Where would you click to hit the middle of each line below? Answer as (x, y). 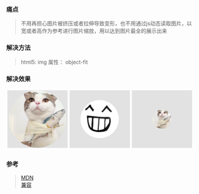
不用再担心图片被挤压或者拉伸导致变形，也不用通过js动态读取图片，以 (106, 24)
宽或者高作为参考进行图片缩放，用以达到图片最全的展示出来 (94, 31)
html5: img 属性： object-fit (54, 62)
